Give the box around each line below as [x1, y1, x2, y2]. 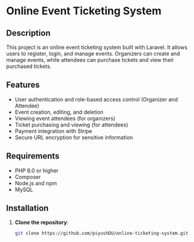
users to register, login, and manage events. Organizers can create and [6, 50, 180, 57]
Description [6, 28, 51, 38]
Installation [6, 203, 49, 213]
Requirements [6, 151, 60, 162]
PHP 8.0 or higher [14, 167, 59, 174]
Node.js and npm [14, 179, 57, 187]
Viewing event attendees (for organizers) [14, 114, 115, 122]
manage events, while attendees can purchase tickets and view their [6, 57, 174, 63]
